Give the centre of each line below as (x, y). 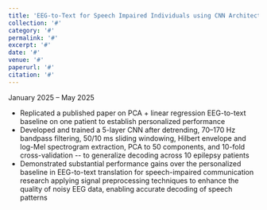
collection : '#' (35, 23)
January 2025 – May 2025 (51, 97)
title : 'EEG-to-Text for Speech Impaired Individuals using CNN (117, 16)
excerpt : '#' (30, 45)
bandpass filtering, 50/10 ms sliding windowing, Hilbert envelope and (133, 138)
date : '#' (25, 52)
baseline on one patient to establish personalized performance (122, 121)
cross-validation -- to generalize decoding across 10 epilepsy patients (134, 155)
